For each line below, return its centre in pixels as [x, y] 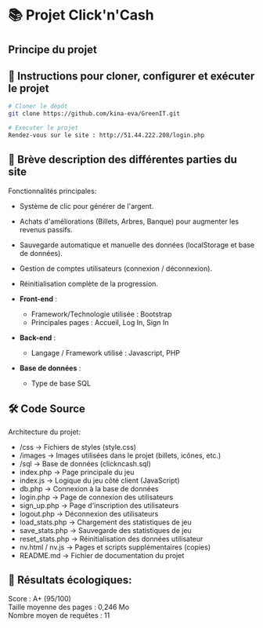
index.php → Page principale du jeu [77, 472]
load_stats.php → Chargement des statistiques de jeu [105, 522]
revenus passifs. [46, 229]
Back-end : [38, 338]
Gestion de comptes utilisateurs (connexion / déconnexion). [116, 268]
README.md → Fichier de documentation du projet [102, 555]
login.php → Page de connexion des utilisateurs [96, 497]
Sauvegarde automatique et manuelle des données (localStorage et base [137, 245]
